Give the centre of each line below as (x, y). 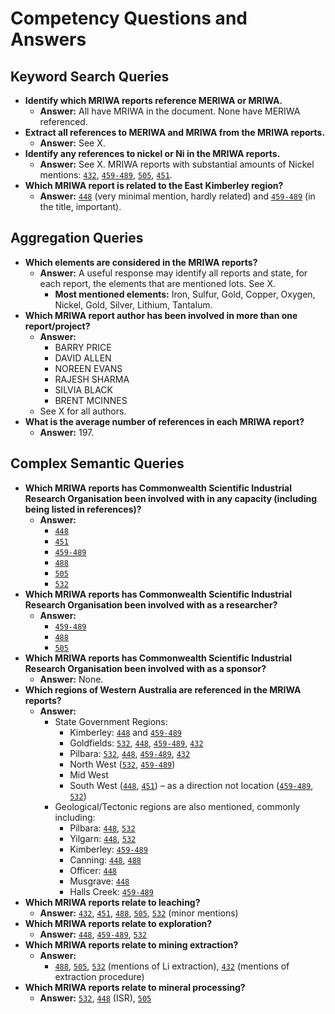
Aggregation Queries (77, 238)
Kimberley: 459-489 (108, 849)
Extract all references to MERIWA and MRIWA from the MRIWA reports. (175, 132)
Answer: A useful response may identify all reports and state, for (173, 273)
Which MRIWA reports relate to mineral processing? (135, 987)
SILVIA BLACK (84, 389)
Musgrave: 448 (99, 881)
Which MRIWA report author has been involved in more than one (161, 315)
